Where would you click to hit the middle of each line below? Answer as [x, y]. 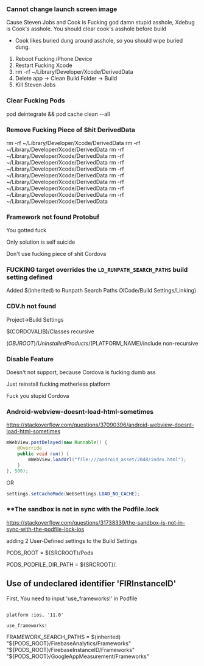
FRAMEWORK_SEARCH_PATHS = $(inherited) [64, 637]
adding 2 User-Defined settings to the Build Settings [72, 540]
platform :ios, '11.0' [35, 615]
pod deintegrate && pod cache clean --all [58, 114]
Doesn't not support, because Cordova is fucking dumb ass [81, 372]
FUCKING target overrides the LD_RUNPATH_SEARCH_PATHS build [97, 270]
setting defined [30, 277]
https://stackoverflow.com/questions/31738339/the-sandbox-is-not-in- [96, 522]
